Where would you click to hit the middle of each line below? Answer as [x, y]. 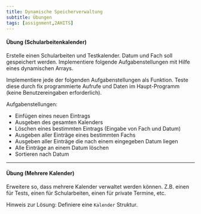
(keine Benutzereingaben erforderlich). [54, 92]
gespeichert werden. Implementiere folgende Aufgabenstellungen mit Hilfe [98, 62]
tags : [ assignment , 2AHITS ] [40, 23]
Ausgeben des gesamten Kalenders [59, 122]
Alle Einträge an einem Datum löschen [62, 147]
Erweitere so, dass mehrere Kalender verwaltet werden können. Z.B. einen [98, 186]
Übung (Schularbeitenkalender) [46, 42]
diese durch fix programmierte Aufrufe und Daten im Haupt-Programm [93, 86]
